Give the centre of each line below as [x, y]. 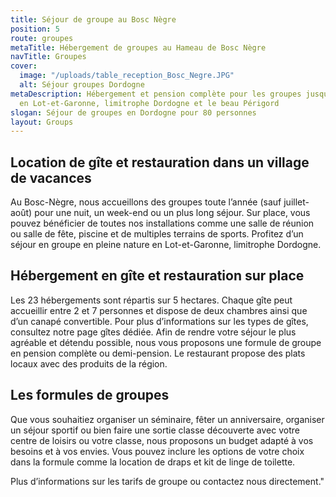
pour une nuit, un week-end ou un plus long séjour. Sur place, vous [172, 213]
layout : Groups [42, 122]
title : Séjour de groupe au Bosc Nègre [93, 19]
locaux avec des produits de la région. [89, 363]
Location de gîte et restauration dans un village [160, 162]
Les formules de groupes [90, 395]
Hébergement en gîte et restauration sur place [157, 276]
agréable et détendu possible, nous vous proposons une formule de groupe [166, 342]
